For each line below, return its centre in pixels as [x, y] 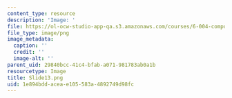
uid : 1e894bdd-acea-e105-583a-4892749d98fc [71, 84]
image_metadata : [30, 39]
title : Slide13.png [35, 78]
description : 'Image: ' [41, 20]
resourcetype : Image [37, 71]
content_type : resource [41, 13]
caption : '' [31, 46]
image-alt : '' [33, 59]
